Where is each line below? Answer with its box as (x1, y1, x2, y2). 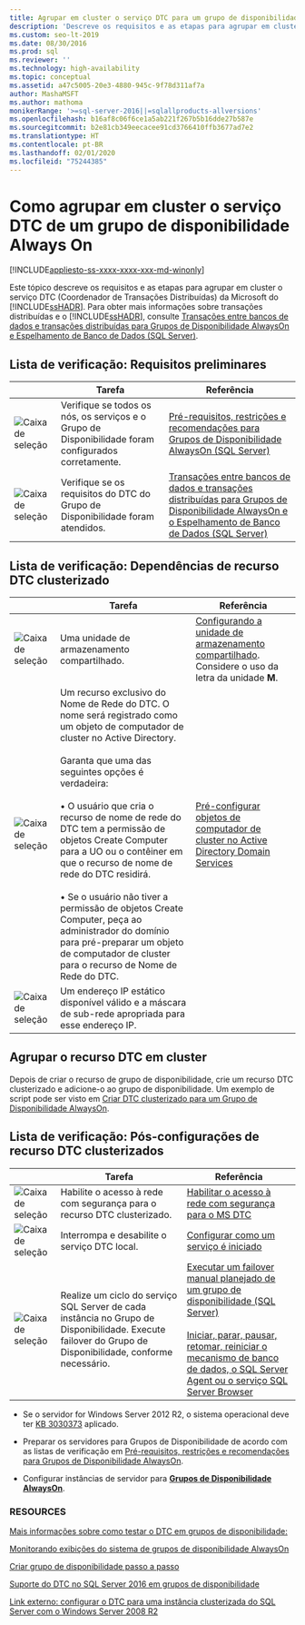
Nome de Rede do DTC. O (60, 698, 170, 710)
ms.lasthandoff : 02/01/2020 (9, 148, 116, 157)
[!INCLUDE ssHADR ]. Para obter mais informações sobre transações (9, 302, 263, 312)
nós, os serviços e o (60, 411, 147, 423)
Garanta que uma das (60, 755, 152, 768)
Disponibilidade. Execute (60, 1323, 166, 1335)
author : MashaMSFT (9, 89, 79, 98)
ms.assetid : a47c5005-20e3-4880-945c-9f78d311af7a (9, 81, 205, 90)
